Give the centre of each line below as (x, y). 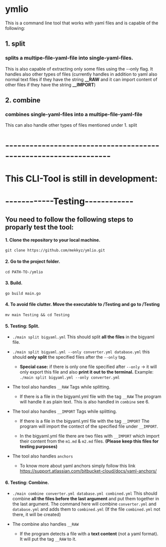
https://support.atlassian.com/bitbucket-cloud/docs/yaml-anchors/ (88, 471)
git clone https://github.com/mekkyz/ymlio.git (55, 250)
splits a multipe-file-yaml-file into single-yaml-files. (69, 58)
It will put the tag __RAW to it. (48, 539)
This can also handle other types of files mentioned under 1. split (71, 125)
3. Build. (14, 283)
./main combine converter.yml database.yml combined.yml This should (85, 493)
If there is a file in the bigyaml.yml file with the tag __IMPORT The (84, 421)
